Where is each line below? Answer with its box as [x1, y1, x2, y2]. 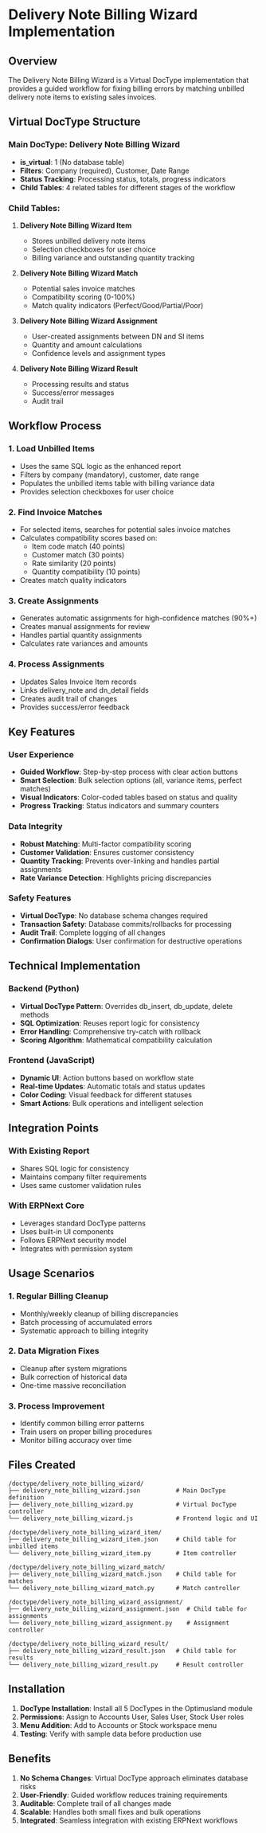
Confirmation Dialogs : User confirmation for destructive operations [19, 936, 243, 945]
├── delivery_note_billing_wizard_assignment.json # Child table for [8, 1604, 248, 1613]
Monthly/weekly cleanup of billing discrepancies [19, 1308, 179, 1319]
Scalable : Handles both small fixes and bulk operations [19, 1807, 201, 1816]
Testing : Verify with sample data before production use [19, 1729, 201, 1738]
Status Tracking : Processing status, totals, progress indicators [19, 174, 226, 184]
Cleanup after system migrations [19, 1363, 127, 1373]
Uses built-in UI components [19, 1226, 114, 1236]
